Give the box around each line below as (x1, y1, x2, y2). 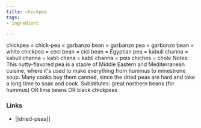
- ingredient (6, 20, 39, 26)
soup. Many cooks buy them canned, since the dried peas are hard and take (6, 73, 196, 81)
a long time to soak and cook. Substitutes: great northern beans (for (6, 80, 175, 87)
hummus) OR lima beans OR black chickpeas (6, 87, 118, 94)
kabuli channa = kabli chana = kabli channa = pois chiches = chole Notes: (6, 55, 190, 62)
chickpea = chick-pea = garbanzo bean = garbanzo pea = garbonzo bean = (6, 41, 194, 49)
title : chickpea (6, 8, 47, 15)
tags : (6, 14, 20, 20)
